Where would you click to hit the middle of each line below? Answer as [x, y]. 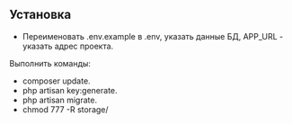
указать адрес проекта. [68, 46]
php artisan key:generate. [70, 90]
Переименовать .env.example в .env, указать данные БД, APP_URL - [153, 36]
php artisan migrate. [59, 100]
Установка [40, 15]
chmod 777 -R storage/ [66, 109]
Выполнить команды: [50, 63]
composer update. [57, 81]
